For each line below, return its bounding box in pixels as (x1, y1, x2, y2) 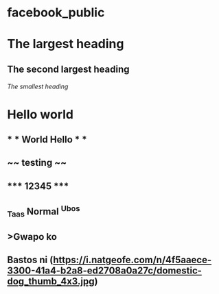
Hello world (7, 106, 74, 122)
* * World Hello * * (7, 134, 87, 145)
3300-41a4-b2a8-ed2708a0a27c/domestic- (7, 265, 203, 277)
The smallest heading (7, 82, 69, 90)
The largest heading (7, 36, 124, 52)
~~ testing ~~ (7, 157, 67, 169)
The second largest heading (7, 63, 130, 75)
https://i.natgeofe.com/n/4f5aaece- (52, 254, 212, 266)
